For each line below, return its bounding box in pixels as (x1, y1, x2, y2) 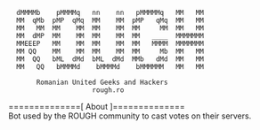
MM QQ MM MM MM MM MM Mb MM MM (16, 47, 204, 56)
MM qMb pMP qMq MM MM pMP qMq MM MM (16, 16, 204, 25)
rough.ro (92, 86, 125, 95)
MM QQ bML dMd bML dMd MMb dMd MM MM (16, 55, 204, 64)
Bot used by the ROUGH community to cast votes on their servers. (8, 111, 252, 121)
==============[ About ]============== (8, 102, 185, 111)
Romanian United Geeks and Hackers (36, 78, 168, 87)
